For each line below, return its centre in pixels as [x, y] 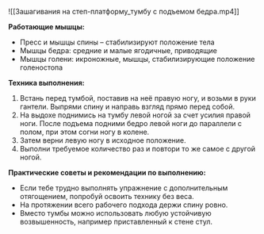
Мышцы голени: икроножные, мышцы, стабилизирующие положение [137, 59]
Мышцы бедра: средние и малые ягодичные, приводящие [119, 50]
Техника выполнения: [46, 83]
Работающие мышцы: [47, 27]
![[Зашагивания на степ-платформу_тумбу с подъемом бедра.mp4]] [124, 12]
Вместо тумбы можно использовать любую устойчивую [115, 213]
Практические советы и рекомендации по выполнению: [107, 173]
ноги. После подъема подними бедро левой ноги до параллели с [131, 123]
